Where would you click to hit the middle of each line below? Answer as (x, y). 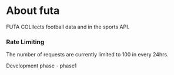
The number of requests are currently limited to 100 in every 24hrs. (87, 55)
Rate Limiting (25, 42)
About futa (33, 11)
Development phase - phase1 (41, 66)
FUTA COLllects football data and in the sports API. (68, 27)
